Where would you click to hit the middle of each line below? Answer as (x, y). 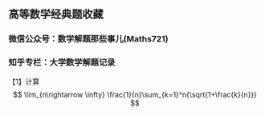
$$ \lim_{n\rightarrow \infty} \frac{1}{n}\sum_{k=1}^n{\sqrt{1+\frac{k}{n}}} (135, 94)
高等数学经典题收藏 (56, 14)
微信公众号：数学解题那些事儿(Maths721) (88, 39)
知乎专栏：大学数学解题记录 (62, 62)
